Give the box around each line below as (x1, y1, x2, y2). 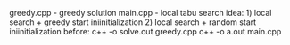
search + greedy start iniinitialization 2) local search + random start (9, 17, 257, 27)
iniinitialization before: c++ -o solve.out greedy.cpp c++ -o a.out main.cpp (9, 26, 282, 36)
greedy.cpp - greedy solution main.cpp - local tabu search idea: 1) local (9, 8, 272, 18)
